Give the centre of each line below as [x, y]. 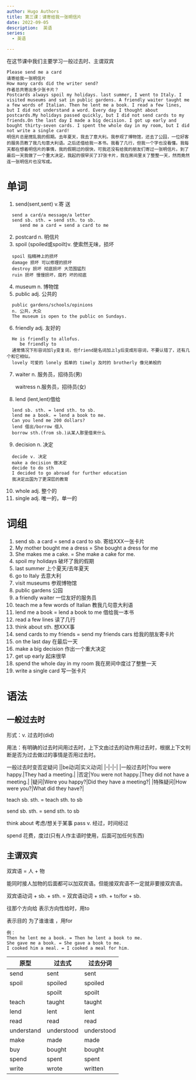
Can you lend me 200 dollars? [48, 420]
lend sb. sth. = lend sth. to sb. [54, 410]
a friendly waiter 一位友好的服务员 [56, 598]
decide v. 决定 [29, 457]
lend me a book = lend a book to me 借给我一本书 [74, 612]
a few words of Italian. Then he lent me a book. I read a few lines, [94, 105]
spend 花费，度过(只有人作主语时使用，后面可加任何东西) [76, 835]
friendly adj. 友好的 [38, 327]
